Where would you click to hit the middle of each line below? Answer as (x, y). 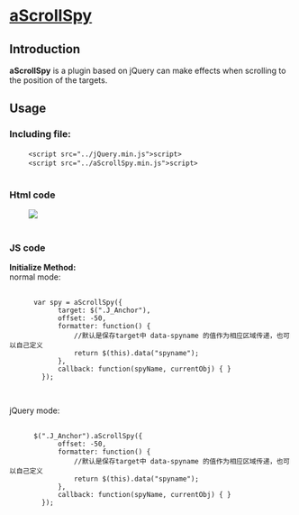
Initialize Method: (43, 268)
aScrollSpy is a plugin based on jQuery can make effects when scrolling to (148, 70)
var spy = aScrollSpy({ (78, 303)
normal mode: (35, 277)
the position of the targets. (59, 80)
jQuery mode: (35, 410)
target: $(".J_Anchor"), (104, 311)
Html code (32, 195)
